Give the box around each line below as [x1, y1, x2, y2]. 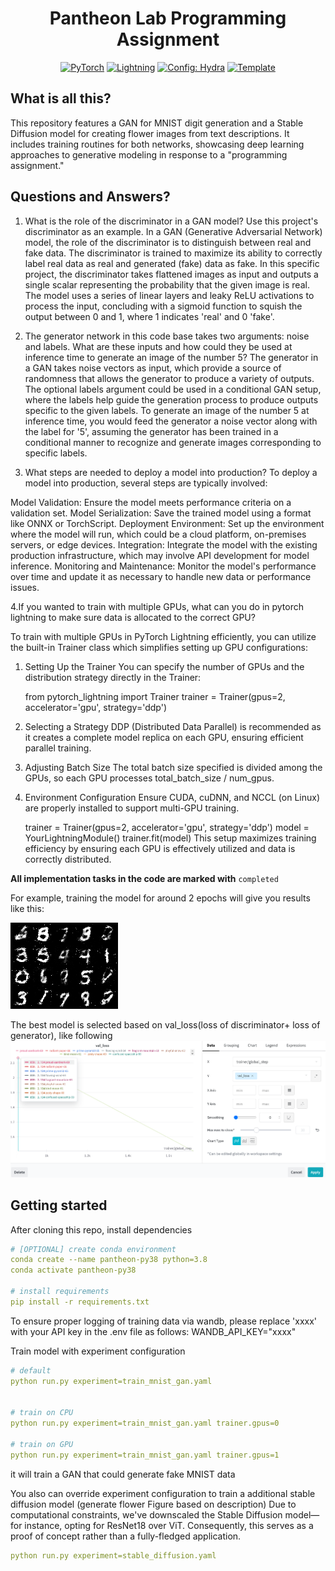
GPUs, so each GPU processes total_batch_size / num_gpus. [24, 772, 275, 784]
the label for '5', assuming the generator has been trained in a [24, 425, 279, 437]
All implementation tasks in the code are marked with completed [10, 872, 279, 884]
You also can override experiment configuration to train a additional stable [10, 1487, 316, 1499]
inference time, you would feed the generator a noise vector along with [24, 415, 318, 427]
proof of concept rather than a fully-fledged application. [10, 1530, 242, 1542]
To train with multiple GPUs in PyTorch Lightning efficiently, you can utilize [10, 630, 317, 642]
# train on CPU [10, 1408, 74, 1418]
